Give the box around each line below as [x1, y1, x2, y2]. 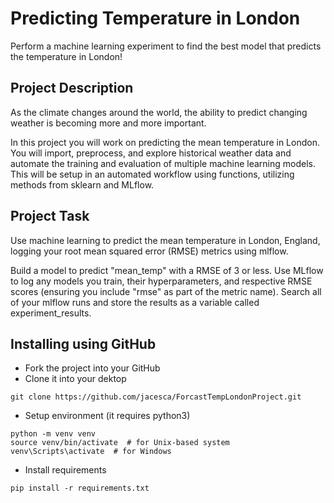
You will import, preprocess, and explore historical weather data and [10, 147, 292, 159]
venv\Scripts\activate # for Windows [10, 447, 172, 457]
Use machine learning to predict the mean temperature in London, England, [10, 234, 321, 246]
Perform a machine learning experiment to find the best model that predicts [10, 40, 322, 52]
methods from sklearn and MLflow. [10, 178, 155, 191]
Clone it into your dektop [24, 373, 127, 385]
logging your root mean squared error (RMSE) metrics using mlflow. [10, 245, 289, 257]
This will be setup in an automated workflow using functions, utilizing [10, 168, 295, 180]
